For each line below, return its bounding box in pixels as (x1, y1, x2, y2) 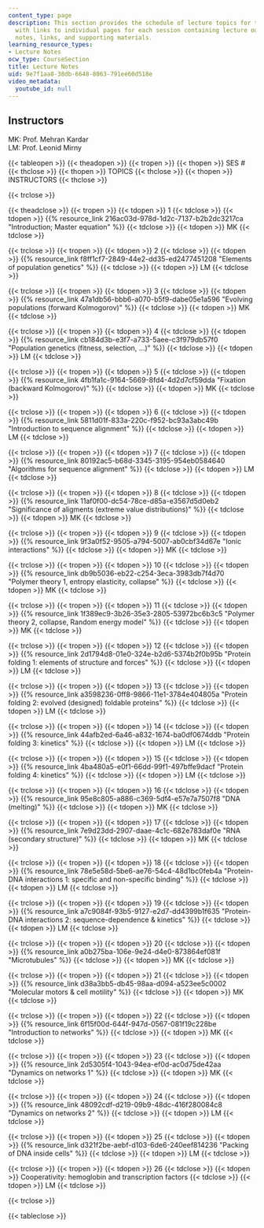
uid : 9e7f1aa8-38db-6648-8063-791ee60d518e (8, 70, 153, 78)
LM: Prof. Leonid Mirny (8, 143, 82, 153)
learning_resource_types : (8, 41, 93, 49)
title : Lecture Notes (8, 63, 79, 71)
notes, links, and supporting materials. (15, 33, 153, 42)
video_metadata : (8, 77, 61, 85)
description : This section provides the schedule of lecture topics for (8, 19, 251, 27)
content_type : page (8, 11, 72, 20)
